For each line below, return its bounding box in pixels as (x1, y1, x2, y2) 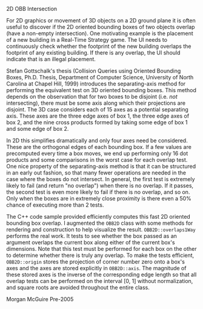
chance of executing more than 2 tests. (6, 201, 104, 208)
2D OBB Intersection (6, 5, 58, 12)
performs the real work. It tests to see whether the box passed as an (6, 233, 178, 239)
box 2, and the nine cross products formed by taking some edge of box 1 (6, 119, 188, 126)
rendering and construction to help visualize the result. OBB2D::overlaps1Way (6, 226, 196, 233)
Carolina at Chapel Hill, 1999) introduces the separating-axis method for (6, 80, 186, 87)
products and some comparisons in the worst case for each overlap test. (6, 156, 188, 163)
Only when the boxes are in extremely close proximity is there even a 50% (6, 195, 192, 202)
